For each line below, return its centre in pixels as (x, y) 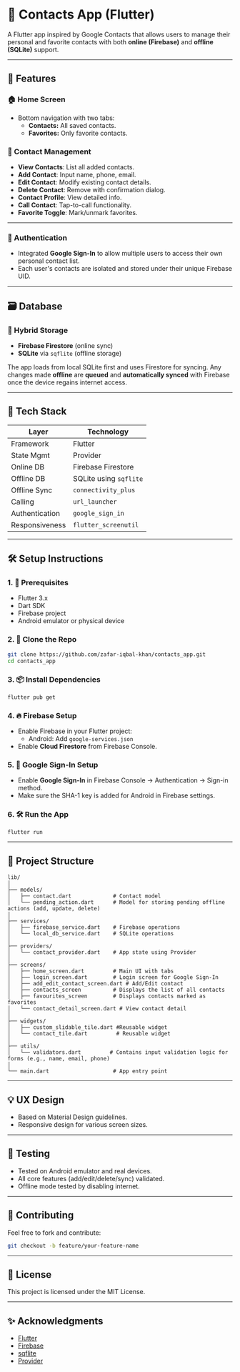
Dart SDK (31, 606)
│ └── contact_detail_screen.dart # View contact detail (97, 1009)
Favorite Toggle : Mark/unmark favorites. (77, 212)
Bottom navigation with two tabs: (66, 118)
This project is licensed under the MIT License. (76, 1292)
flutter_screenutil (106, 525)
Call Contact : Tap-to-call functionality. (75, 205)
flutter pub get (31, 697)
